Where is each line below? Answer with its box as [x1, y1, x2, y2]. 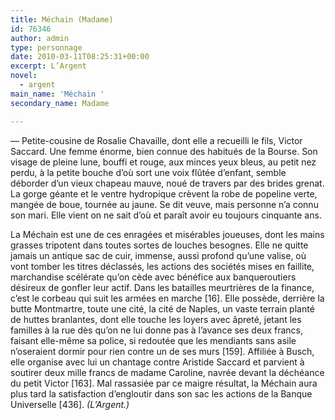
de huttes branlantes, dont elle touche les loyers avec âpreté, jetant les [10, 313, 302, 325]
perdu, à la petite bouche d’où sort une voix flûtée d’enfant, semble [10, 166, 287, 178]
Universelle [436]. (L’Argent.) [10, 398, 130, 410]
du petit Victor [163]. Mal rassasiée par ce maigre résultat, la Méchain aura [10, 377, 318, 389]
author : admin [10, 33, 70, 43]
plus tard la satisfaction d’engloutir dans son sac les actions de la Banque [10, 387, 313, 400]
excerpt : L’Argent [10, 61, 87, 71]
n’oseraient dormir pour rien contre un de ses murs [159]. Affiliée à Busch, [10, 345, 315, 357]
